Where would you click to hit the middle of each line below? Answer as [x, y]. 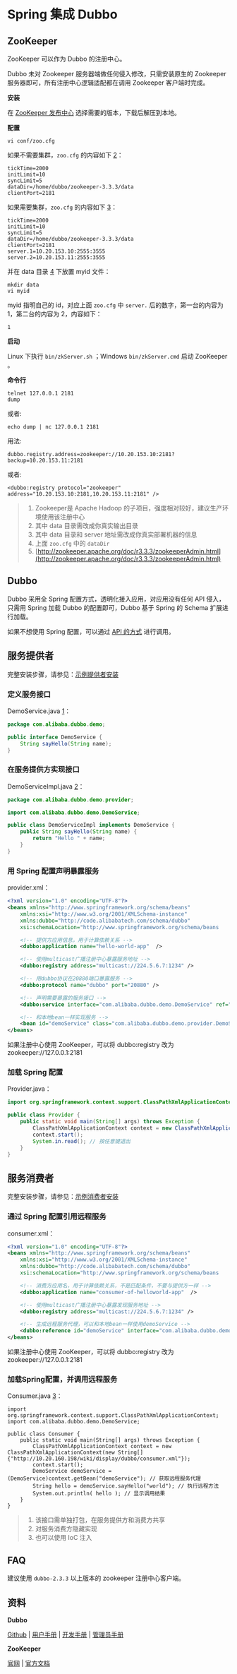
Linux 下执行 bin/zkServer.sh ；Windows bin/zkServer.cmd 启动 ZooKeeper [117, 356]
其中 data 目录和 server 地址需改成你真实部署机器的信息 [116, 534]
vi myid [19, 291]
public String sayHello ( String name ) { [79, 832]
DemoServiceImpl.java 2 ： [46, 786]
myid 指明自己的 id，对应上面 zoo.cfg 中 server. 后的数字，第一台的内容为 [115, 305]
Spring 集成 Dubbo [62, 14]
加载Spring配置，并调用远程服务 [62, 1379]
